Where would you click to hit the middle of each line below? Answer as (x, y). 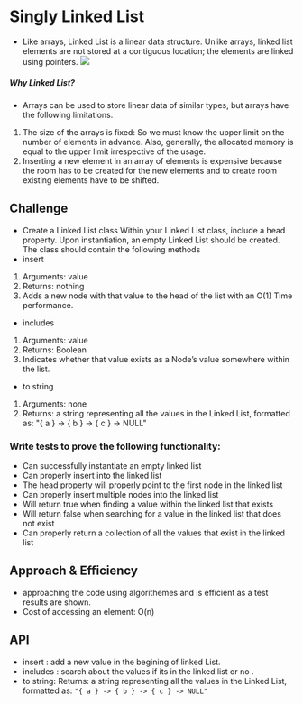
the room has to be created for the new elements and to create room (150, 170)
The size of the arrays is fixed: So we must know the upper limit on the (153, 132)
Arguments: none (55, 404)
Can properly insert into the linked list (92, 476)
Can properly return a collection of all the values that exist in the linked (154, 533)
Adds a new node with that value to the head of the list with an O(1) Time (157, 296)
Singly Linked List (77, 17)
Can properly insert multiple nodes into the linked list (120, 495)
